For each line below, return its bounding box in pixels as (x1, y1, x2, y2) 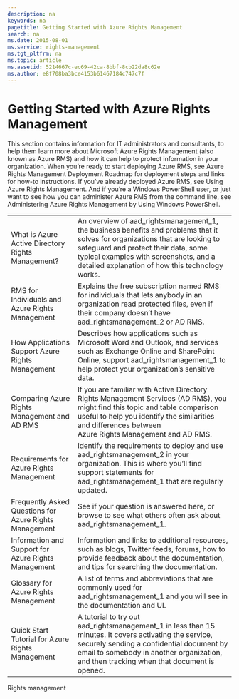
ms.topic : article (7, 57, 62, 64)
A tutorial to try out (77, 612, 140, 622)
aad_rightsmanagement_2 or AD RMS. (77, 317, 205, 327)
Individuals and (11, 295, 62, 305)
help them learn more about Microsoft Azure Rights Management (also (7, 147, 214, 155)
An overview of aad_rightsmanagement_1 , (77, 216, 219, 226)
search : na (7, 30, 40, 38)
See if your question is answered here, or (77, 501, 215, 511)
